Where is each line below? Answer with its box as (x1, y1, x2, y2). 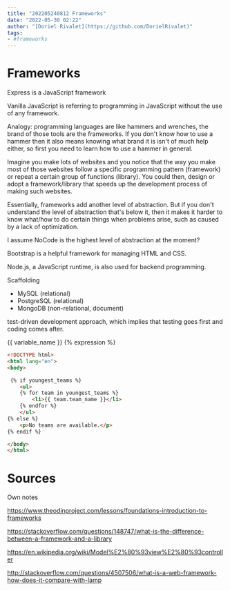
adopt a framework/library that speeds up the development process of (7, 180, 208, 188)
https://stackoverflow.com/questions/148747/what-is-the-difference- (7, 527, 204, 536)
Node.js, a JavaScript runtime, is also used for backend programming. (7, 263, 207, 271)
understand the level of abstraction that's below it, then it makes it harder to (7, 208, 223, 216)
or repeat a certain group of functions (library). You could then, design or (7, 173, 215, 181)
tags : (7, 29, 23, 37)
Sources (7, 470, 57, 486)
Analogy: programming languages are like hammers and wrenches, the (7, 122, 209, 131)
